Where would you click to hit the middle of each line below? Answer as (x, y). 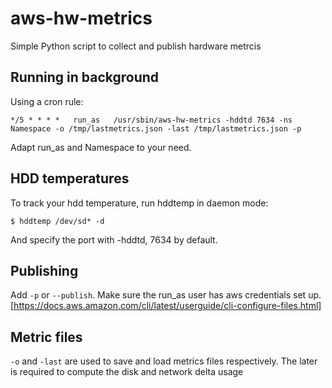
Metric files (46, 337)
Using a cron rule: (47, 101)
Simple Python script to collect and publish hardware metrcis (136, 46)
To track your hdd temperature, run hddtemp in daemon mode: (139, 203)
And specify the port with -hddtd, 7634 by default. (114, 239)
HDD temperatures (70, 178)
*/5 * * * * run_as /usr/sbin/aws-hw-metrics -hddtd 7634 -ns (151, 120)
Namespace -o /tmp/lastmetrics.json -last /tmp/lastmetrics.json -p (156, 128)
